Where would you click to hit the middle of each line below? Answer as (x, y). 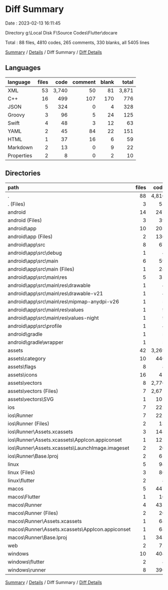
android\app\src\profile (35, 326)
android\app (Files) (30, 236)
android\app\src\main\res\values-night (53, 318)
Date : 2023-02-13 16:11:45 (33, 23)
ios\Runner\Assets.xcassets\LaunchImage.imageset (68, 448)
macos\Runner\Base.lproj (37, 537)
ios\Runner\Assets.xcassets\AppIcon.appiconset (65, 440)
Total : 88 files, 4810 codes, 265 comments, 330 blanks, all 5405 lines (77, 42)
